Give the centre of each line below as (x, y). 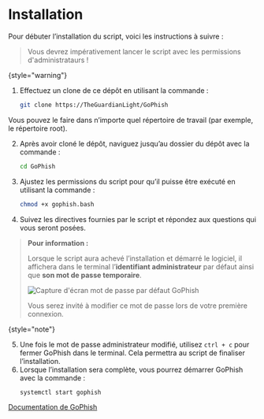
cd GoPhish (37, 166)
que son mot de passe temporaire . (84, 275)
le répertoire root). (38, 128)
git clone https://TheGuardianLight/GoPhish (94, 105)
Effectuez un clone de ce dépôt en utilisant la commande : (114, 90)
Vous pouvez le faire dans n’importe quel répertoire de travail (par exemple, (131, 120)
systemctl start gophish (60, 392)
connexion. (46, 313)
